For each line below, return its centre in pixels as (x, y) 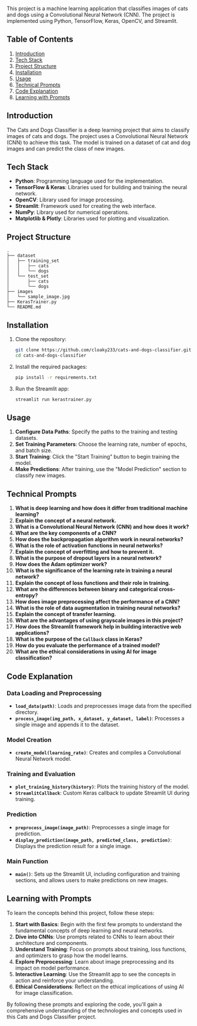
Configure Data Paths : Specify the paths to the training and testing (96, 432)
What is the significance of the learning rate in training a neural (94, 571)
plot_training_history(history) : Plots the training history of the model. (102, 787)
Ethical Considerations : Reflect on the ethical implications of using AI (99, 987)
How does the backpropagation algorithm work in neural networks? (99, 539)
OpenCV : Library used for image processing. (69, 200)
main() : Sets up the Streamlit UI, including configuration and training (98, 874)
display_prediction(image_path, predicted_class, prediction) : (94, 840)
